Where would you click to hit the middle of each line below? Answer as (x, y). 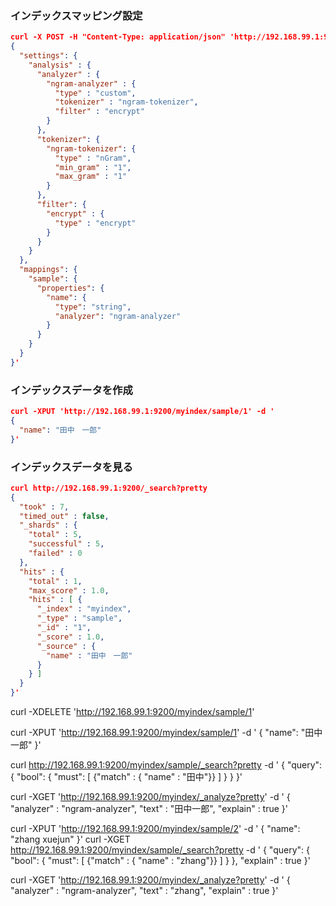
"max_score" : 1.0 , (69, 590)
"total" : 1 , (55, 581)
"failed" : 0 (55, 553)
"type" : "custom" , (95, 93)
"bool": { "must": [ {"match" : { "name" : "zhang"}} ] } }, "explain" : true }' (160, 861)
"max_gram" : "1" (91, 177)
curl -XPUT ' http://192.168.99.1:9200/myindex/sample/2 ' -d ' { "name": (155, 829)
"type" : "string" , (93, 307)
